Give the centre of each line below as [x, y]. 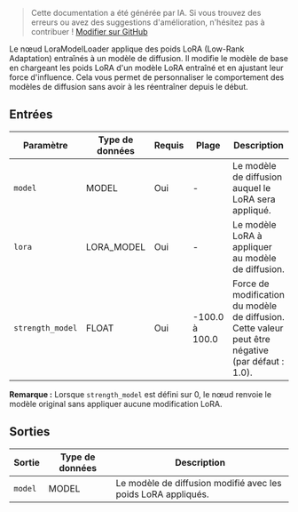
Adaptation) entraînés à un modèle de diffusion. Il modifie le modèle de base [149, 58]
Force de [251, 284]
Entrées [31, 115]
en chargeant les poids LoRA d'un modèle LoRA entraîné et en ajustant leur [146, 68]
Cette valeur [258, 328]
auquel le [251, 188]
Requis [169, 145]
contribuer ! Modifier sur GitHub [89, 32]
